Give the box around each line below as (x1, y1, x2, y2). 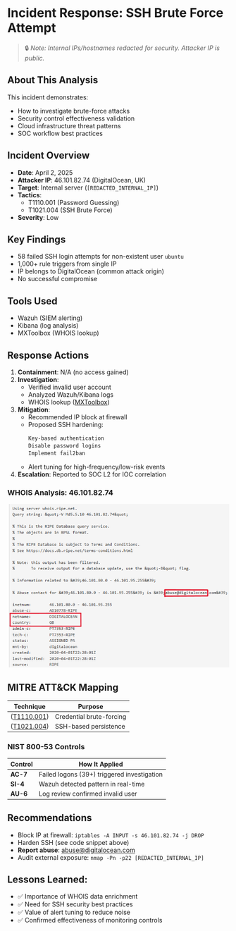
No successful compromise (17, 275, 97, 283)
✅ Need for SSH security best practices (17, 900, 133, 908)
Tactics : (17, 190, 42, 199)
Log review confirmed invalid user (38, 789, 137, 798)
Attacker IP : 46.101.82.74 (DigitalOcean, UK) (17, 175, 147, 184)
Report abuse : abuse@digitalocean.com (17, 846, 135, 854)
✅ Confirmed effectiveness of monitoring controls (17, 916, 163, 925)
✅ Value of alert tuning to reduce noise (17, 908, 130, 917)
